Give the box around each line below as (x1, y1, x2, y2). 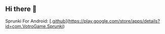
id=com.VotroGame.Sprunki (5, 23, 63, 29)
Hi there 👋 (5, 5, 37, 13)
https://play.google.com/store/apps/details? (68, 18, 160, 24)
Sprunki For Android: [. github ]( (5, 18, 69, 24)
